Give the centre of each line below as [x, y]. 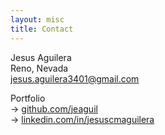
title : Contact [42, 29]
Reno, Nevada [39, 68]
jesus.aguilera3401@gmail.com [75, 78]
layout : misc [37, 19]
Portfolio [28, 98]
